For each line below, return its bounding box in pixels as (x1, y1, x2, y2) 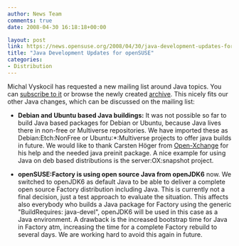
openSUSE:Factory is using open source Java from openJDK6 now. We (17, 169, 232, 178)
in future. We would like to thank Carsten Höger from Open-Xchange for (17, 141, 229, 150)
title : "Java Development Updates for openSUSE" (7, 50, 154, 57)
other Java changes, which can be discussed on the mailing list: (7, 97, 196, 106)
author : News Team (7, 10, 62, 18)
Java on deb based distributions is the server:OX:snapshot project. (17, 156, 214, 164)
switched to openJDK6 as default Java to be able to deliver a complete (17, 177, 225, 186)
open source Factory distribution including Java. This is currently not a (17, 185, 225, 194)
